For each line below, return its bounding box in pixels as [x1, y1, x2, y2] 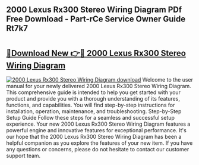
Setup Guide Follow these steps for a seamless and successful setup [6, 114, 175, 121]
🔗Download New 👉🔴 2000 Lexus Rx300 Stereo [6, 48, 186, 58]
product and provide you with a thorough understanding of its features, [6, 95, 180, 102]
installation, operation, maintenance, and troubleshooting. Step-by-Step [6, 108, 182, 115]
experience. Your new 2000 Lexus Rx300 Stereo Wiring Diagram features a [6, 120, 191, 127]
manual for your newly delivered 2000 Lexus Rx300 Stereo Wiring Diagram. [6, 83, 191, 89]
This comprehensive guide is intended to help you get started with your [6, 89, 181, 96]
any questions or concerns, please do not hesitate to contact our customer [6, 146, 189, 152]
